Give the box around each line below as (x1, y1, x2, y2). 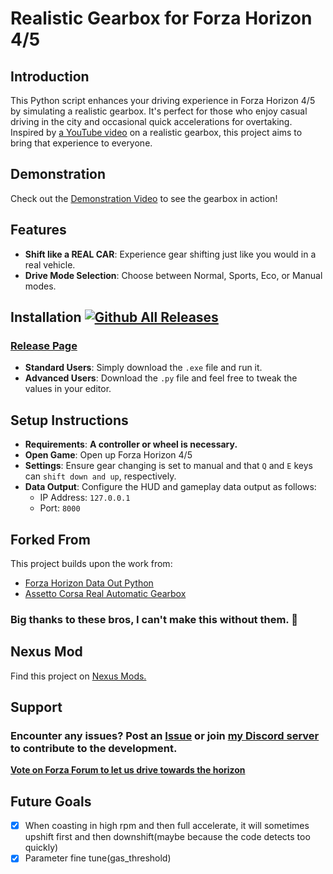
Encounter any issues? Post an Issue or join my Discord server (10, 728, 320, 742)
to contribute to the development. (10, 741, 178, 755)
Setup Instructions (10, 412, 129, 429)
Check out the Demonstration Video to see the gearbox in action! (10, 192, 278, 204)
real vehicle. (24, 258, 76, 271)
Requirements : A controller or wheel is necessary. (24, 438, 238, 451)
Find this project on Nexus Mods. (10, 670, 147, 682)
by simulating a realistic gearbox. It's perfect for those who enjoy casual (10, 105, 308, 117)
